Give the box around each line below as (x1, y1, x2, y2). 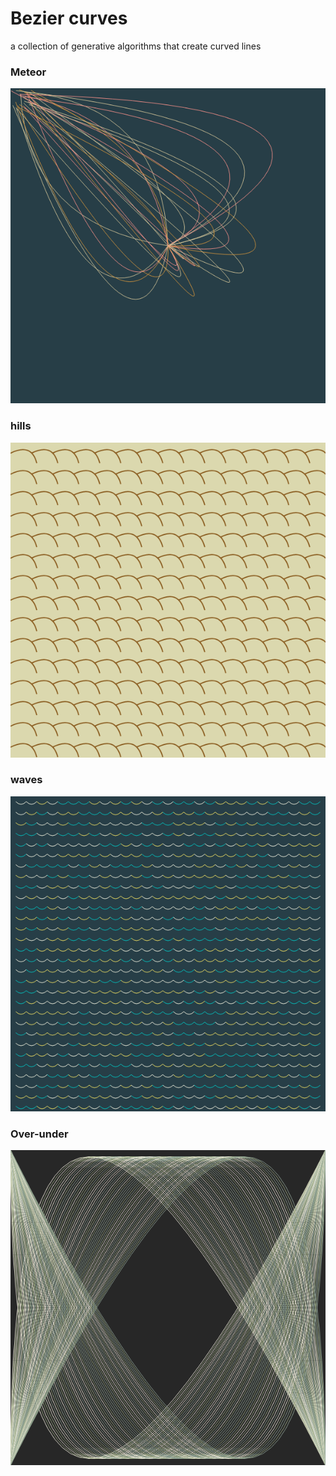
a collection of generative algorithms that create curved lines (10, 40, 262, 52)
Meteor (10, 65, 47, 79)
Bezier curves (10, 7, 128, 30)
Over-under (10, 1127, 69, 1141)
